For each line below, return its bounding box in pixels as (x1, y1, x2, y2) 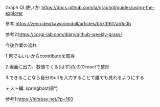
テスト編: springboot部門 (5, 85, 58, 91)
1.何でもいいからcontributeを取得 (5, 53, 75, 59)
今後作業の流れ (5, 42, 37, 48)
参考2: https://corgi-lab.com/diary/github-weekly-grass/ (5, 31, 123, 37)
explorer (5, 10, 23, 16)
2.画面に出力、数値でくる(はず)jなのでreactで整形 (5, 64, 110, 69)
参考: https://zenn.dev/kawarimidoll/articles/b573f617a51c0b (5, 21, 131, 26)
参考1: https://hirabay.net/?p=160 (5, 96, 73, 102)
